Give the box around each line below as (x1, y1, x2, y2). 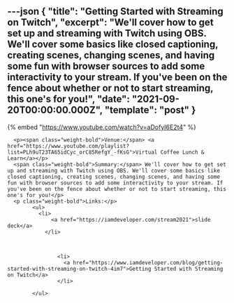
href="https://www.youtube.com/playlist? (7, 142, 130, 149)
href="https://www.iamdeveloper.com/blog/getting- (73, 259, 224, 266)
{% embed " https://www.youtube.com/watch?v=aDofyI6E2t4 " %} (7, 123, 197, 131)
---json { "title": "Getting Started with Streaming (7, 6, 224, 18)
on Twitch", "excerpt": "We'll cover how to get (7, 17, 214, 29)
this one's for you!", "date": (7, 93, 131, 105)
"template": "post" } (104, 105, 196, 116)
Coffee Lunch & (160, 149, 205, 156)
